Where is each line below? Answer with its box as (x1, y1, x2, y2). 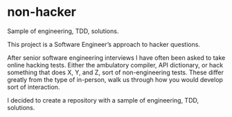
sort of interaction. (7, 83, 60, 91)
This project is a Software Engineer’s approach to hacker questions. (7, 40, 201, 48)
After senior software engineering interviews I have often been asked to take (7, 53, 226, 62)
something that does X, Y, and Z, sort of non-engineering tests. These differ (7, 68, 224, 76)
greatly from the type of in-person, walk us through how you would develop (7, 75, 224, 83)
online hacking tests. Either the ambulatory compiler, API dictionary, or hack (7, 61, 224, 69)
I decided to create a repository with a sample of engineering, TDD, (7, 96, 199, 104)
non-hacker (7, 4, 76, 20)
